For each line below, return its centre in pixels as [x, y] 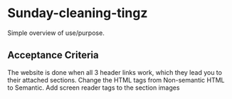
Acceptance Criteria [53, 55]
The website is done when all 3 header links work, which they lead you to [115, 72]
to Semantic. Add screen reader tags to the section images [94, 88]
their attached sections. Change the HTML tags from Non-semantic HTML [116, 80]
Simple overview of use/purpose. [56, 33]
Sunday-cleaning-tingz [78, 13]
